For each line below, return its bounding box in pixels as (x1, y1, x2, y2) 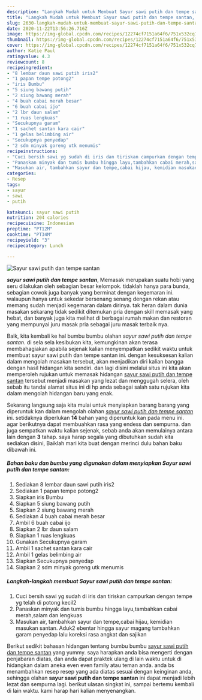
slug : (7, 20, 20, 26)
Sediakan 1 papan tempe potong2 (15, 487, 99, 495)
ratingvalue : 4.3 (7, 53, 50, 59)
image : (7, 31, 23, 37)
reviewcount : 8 (7, 59, 45, 65)
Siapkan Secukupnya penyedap (15, 557, 94, 564)
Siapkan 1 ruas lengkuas (15, 532, 76, 539)
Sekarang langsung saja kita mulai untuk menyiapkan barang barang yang (7, 401, 189, 408)
